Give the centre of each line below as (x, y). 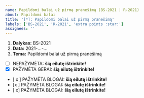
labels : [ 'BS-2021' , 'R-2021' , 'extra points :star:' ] (64, 24)
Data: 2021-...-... (30, 48)
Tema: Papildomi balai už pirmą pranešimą (57, 54)
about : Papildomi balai (30, 15)
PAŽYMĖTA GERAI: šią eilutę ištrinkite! (53, 69)
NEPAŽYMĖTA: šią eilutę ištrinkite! (49, 64)
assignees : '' (20, 29)
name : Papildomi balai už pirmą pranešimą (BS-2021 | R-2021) (72, 10)
